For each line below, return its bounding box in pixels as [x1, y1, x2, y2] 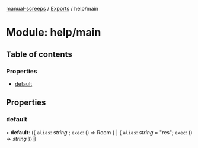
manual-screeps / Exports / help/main [6, 5, 99, 12]
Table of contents [6, 49, 72, 59]
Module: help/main [6, 26, 101, 39]
